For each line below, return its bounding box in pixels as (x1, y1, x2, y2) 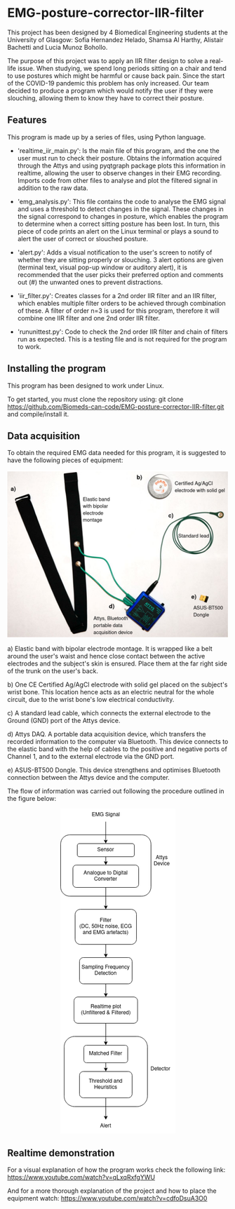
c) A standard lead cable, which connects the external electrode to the (7, 709, 211, 717)
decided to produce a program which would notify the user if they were (7, 86, 214, 95)
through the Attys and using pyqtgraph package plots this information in (17, 161, 226, 170)
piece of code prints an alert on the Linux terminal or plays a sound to (17, 227, 219, 236)
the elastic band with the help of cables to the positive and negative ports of (7, 745, 228, 753)
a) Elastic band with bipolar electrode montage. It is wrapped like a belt (7, 644, 213, 653)
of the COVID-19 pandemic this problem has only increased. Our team (7, 79, 209, 87)
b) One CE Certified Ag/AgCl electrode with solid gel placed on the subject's (7, 680, 228, 689)
